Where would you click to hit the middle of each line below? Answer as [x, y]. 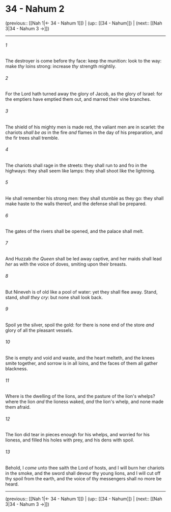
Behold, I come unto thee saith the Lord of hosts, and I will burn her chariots [85, 468]
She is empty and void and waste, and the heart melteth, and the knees [80, 358]
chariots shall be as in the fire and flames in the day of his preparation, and [84, 132]
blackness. [17, 368]
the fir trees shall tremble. [32, 138]
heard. [12, 484]
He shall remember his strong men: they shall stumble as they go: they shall [84, 198]
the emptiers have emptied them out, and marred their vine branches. [78, 99]
